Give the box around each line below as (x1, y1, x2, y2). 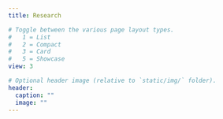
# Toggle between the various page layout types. (8, 25, 175, 34)
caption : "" (15, 91, 55, 99)
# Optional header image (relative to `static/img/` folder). (8, 76, 217, 84)
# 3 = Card (8, 48, 51, 56)
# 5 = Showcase (8, 55, 65, 63)
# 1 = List (8, 33, 51, 41)
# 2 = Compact (8, 40, 61, 48)
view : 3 (8, 62, 34, 71)
